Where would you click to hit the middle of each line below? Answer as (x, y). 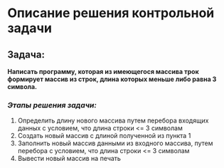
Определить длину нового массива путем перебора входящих (113, 121)
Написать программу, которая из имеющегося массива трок (103, 72)
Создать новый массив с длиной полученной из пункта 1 (104, 136)
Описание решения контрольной (111, 13)
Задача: (26, 54)
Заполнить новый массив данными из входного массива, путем (115, 143)
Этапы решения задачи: (52, 105)
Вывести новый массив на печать (69, 159)
